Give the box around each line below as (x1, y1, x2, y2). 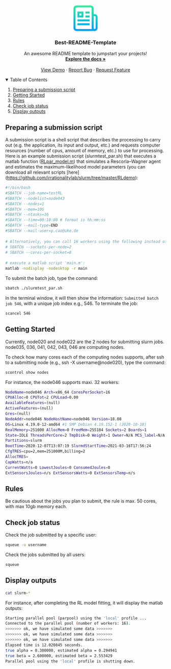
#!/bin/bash (5, 185, 31, 190)
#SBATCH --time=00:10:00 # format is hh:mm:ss (5, 218, 106, 223)
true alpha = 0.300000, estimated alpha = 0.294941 (5, 648, 117, 653)
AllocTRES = (5, 455, 28, 460)
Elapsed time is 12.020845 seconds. (5, 642, 83, 648)
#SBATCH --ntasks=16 (5, 212, 49, 217)
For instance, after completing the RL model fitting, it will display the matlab (5, 600, 163, 606)
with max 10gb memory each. (5, 504, 67, 510)
